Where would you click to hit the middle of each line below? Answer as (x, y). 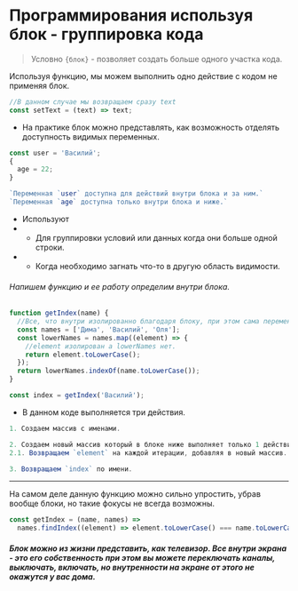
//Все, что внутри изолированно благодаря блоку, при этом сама (138, 322)
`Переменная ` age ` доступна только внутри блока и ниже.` (118, 202)
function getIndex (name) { (59, 313)
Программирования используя (131, 16)
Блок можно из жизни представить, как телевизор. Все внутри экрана (148, 548)
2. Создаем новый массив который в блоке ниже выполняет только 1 (134, 444)
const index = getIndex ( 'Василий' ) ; (77, 395)
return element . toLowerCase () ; (83, 355)
